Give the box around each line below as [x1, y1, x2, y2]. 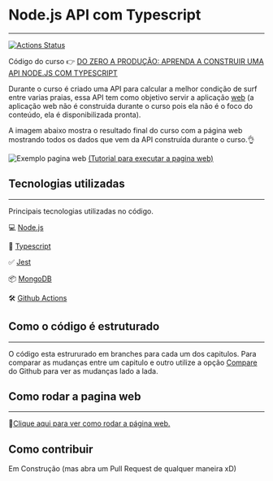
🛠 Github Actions [8, 292, 67, 302]
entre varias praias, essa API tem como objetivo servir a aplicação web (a [8, 92, 254, 102]
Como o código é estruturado [8, 319, 160, 334]
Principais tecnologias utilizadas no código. [8, 206, 154, 216]
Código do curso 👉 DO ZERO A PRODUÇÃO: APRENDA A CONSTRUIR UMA [8, 56, 264, 66]
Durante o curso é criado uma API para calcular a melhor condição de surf [8, 84, 258, 93]
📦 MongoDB [8, 274, 52, 284]
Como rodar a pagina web [8, 389, 141, 403]
